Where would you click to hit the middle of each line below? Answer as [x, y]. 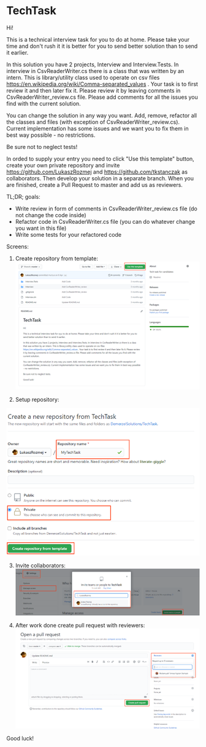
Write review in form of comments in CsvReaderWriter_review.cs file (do [106, 209]
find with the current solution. [44, 103]
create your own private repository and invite [63, 165]
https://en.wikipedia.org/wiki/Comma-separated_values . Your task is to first [102, 84]
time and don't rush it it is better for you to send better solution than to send [102, 46]
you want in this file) [41, 228]
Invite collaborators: [40, 565]
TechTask [31, 11]
